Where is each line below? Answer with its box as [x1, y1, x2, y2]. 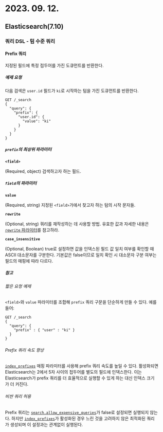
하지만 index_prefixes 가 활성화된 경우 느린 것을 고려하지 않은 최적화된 [11, 415, 146, 421]
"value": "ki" [22, 119, 51, 124]
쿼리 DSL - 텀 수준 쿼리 [5, 37, 55, 44]
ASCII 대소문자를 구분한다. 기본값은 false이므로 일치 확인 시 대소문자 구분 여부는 [5, 252, 157, 258]
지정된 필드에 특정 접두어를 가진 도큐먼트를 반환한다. [5, 62, 104, 68]
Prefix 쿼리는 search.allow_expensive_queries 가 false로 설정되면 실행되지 [5, 409, 149, 415]
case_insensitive [5, 236, 40, 241]
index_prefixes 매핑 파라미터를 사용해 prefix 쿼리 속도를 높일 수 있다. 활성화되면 [5, 363, 159, 369]
